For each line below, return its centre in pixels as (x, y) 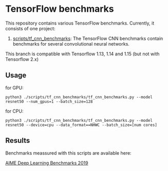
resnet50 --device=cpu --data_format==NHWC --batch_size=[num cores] (81, 125)
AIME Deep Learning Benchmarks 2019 (47, 163)
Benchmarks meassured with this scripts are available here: (69, 153)
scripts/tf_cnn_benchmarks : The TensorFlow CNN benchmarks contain (88, 38)
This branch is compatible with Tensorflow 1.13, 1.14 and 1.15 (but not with (82, 54)
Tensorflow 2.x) (22, 59)
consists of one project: (30, 28)
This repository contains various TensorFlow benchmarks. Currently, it (80, 23)
